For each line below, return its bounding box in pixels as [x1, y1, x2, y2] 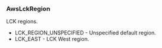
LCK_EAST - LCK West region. [14, 36, 89, 43]
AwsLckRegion [6, 5, 51, 13]
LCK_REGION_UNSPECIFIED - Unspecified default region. [14, 29, 156, 36]
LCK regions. [6, 18, 38, 25]
